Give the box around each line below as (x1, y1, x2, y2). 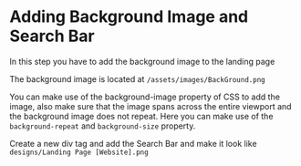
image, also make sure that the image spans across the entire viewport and (9, 100, 292, 111)
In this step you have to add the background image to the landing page (9, 56, 275, 67)
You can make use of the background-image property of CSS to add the (9, 91, 281, 102)
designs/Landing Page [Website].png (9, 148, 149, 157)
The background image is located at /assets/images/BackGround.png (9, 73, 266, 84)
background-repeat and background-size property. (9, 120, 196, 131)
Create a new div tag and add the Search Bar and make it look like (9, 138, 257, 149)
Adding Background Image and (9, 6, 249, 27)
